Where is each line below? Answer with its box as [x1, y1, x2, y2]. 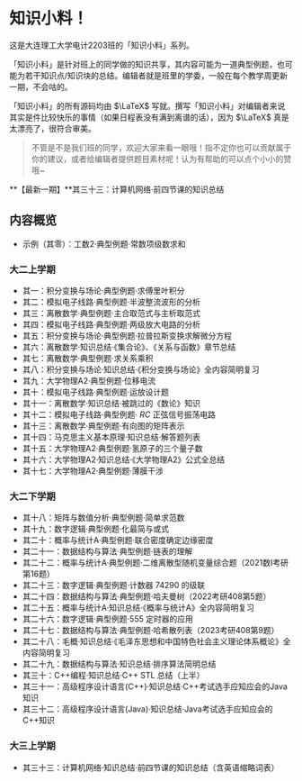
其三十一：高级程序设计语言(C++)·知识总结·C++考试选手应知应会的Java [22, 681, 288, 692]
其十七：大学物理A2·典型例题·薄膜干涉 [22, 466, 164, 477]
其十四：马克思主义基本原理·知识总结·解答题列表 [22, 431, 200, 442]
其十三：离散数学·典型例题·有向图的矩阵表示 [22, 421, 185, 431]
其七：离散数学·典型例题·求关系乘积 [22, 353, 154, 364]
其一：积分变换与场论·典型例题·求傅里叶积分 [22, 286, 185, 296]
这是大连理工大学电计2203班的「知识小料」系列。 [9, 40, 195, 50]
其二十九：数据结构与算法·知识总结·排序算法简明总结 [22, 658, 217, 669]
